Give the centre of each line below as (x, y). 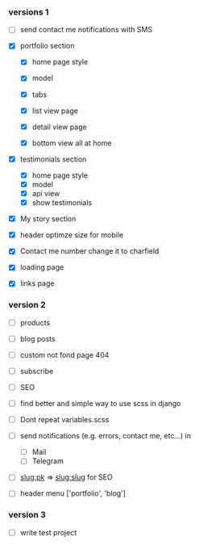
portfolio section (47, 46)
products (35, 322)
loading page (42, 267)
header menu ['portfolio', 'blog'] (73, 493)
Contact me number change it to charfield (89, 251)
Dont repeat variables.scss (64, 420)
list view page (55, 111)
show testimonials (62, 203)
